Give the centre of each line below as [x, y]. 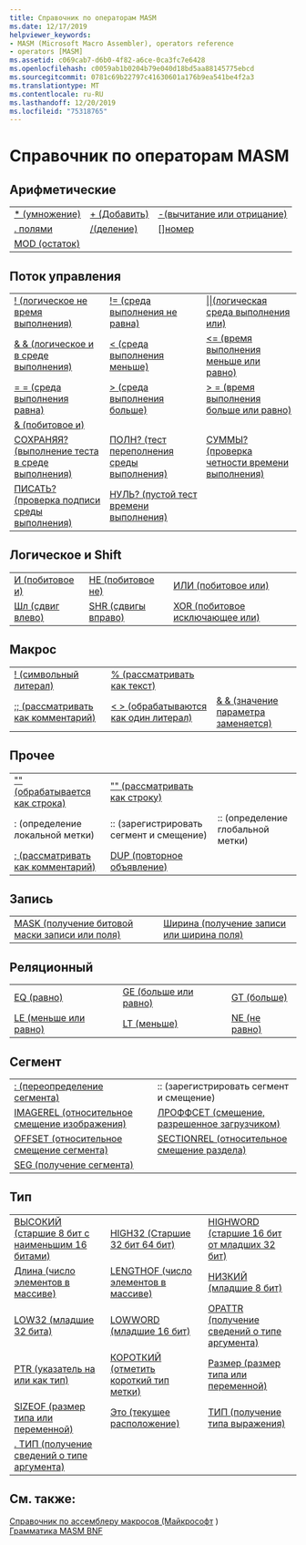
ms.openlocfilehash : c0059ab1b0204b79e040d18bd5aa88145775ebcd [132, 69]
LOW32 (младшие [54, 1320]
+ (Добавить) [119, 214]
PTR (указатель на [55, 1368]
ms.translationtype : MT [55, 86]
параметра [241, 712]
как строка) [40, 803]
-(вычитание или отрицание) [223, 214]
